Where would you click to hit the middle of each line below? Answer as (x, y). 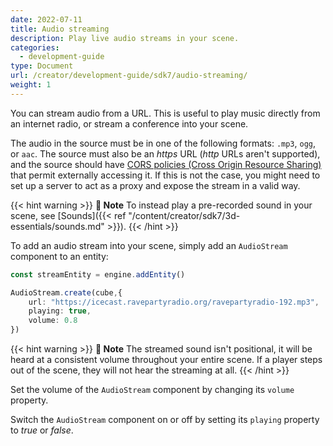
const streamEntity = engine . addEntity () (98, 274)
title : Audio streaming (60, 29)
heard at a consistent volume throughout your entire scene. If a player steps (166, 359)
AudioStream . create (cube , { (66, 292)
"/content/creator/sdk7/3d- (184, 215)
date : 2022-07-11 (46, 19)
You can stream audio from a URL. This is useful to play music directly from (165, 113)
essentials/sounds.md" (57, 226)
